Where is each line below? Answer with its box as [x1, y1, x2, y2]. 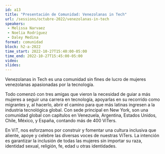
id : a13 [5, 7, 21, 12]
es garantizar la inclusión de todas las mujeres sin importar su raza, [5, 138, 142, 144]
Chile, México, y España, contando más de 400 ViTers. [5, 118, 117, 124]
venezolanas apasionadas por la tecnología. [5, 81, 95, 87]
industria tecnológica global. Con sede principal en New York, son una [5, 107, 148, 113]
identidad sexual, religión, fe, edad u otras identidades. [5, 143, 117, 149]
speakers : [5, 21, 26, 26]
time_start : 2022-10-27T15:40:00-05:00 [5, 49, 87, 54]
